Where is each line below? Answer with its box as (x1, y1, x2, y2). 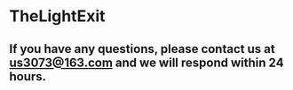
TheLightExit (9, 6, 106, 26)
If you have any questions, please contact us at (9, 41, 275, 56)
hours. (9, 69, 47, 84)
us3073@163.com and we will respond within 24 (9, 55, 284, 70)
